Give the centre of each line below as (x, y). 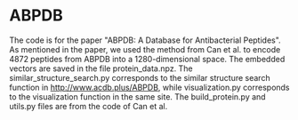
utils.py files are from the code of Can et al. (89, 106)
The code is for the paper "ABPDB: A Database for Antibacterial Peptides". (145, 40)
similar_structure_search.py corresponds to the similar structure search (140, 77)
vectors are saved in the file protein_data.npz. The (101, 68)
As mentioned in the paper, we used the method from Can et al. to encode (145, 49)
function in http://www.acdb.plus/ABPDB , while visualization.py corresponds (150, 87)
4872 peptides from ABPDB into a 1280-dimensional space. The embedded (147, 59)
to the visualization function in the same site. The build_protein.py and (137, 96)
